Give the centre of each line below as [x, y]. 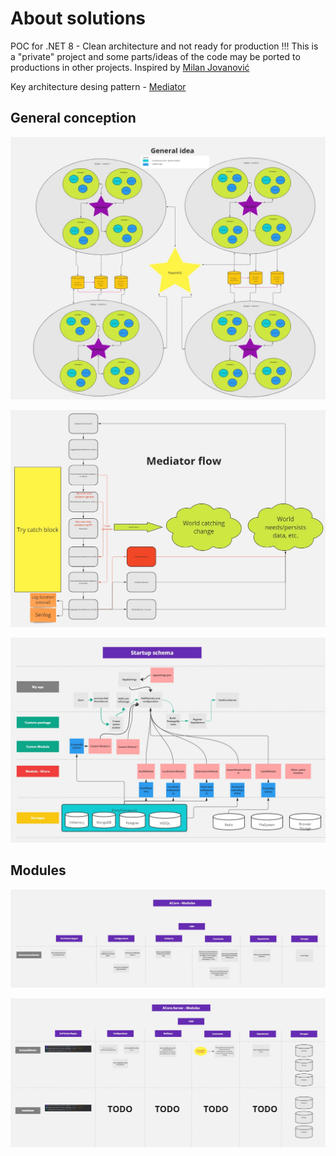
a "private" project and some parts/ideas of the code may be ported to [155, 56]
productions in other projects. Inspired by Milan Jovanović [130, 67]
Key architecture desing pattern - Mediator [98, 86]
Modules [38, 870]
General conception [73, 118]
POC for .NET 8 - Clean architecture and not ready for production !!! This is [164, 46]
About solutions [78, 18]
